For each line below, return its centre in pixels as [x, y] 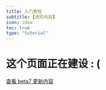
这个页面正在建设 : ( [53, 64]
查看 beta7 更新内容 [30, 81]
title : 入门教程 [24, 11]
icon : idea [19, 22]
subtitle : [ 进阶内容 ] [31, 17]
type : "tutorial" [27, 33]
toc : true [18, 28]
